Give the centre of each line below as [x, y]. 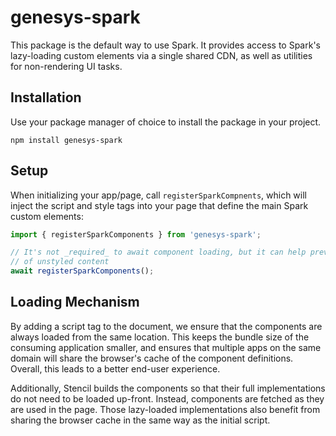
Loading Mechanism [75, 302]
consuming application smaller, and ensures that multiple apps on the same [166, 347]
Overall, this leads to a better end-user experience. [115, 368]
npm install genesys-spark [66, 140]
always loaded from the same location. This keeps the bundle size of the [160, 337]
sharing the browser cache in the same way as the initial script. [140, 420]
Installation [46, 97]
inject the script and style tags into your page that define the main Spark [159, 205]
